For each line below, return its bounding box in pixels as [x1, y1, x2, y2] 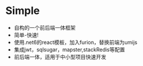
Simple [5, 4, 40, 18]
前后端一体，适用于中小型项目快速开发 [13, 53, 106, 60]
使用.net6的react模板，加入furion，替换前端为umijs [13, 39, 138, 46]
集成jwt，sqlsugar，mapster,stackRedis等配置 [13, 46, 125, 53]
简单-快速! [13, 31, 39, 39]
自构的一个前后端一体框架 [13, 24, 76, 31]
